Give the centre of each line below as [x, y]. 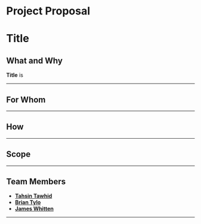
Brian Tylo [28, 202]
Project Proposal [48, 11]
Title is [15, 75]
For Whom [26, 99]
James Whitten [34, 209]
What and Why [34, 60]
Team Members [36, 182]
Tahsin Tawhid [33, 196]
